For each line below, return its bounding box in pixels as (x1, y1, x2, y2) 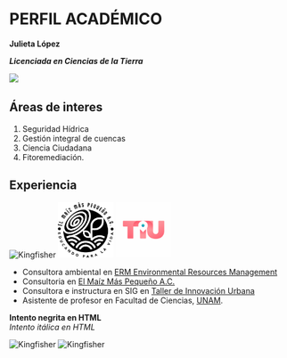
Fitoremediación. (21, 151, 85, 162)
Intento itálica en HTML (9, 321, 95, 332)
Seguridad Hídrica (21, 123, 89, 134)
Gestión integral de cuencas (21, 133, 127, 143)
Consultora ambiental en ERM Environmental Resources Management (21, 266, 278, 277)
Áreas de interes (9, 100, 103, 115)
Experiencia (9, 178, 78, 193)
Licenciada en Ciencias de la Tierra (9, 55, 143, 66)
